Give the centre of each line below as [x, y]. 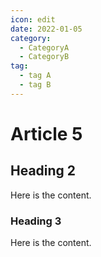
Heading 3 [36, 221]
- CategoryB [44, 57]
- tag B [35, 85]
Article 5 [46, 133]
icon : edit [33, 19]
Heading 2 [43, 171]
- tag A [35, 76]
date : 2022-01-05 [46, 29]
